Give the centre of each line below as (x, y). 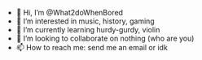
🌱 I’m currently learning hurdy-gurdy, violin (88, 30)
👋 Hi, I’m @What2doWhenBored (70, 13)
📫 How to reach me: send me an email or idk (92, 47)
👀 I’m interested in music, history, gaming (85, 21)
